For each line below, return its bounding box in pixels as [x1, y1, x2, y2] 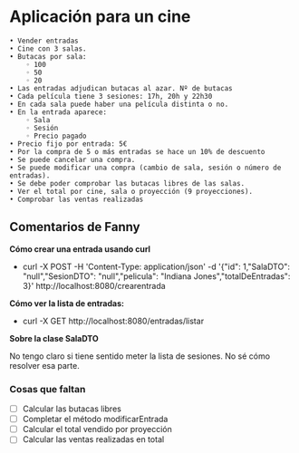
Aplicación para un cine [9, 6, 191, 27]
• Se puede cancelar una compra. [9, 155, 136, 164]
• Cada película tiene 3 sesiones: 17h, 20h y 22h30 [9, 92, 213, 101]
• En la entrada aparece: [9, 107, 107, 117]
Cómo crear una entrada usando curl [9, 243, 151, 255]
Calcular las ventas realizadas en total [22, 434, 165, 445]
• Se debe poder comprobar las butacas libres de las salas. [9, 178, 246, 188]
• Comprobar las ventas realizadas [9, 195, 144, 204]
